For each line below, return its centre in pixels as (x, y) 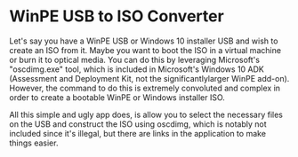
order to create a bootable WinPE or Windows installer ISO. (117, 97)
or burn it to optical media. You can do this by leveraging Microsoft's (135, 59)
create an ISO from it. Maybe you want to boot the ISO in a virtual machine (145, 50)
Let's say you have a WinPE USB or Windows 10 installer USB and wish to (144, 41)
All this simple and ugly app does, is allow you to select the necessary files (146, 114)
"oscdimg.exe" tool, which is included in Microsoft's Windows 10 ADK (137, 69)
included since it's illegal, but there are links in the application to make (138, 133)
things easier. (34, 143)
